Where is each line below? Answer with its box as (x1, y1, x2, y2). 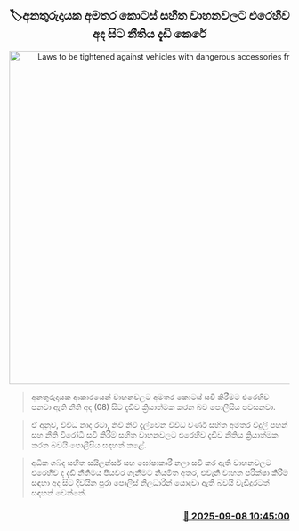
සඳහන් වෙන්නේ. (30, 487, 87, 497)
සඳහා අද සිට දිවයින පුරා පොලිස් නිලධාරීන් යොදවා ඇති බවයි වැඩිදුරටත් (30, 477, 270, 487)
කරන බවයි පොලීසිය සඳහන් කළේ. (30, 439, 147, 450)
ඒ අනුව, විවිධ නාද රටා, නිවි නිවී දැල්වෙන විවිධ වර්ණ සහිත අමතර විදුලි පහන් (30, 419, 288, 430)
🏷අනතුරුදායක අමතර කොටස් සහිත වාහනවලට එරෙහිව (9, 8, 290, 23)
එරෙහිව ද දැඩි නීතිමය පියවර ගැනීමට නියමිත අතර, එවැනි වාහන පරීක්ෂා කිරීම (30, 467, 289, 478)
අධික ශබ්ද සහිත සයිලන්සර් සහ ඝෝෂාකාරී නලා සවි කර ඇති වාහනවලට (30, 457, 271, 468)
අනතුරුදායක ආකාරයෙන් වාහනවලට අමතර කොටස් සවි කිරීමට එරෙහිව (30, 391, 270, 402)
